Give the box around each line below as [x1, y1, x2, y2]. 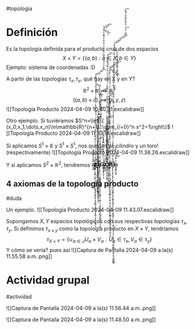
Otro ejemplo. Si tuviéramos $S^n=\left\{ [6, 117, 105, 124]
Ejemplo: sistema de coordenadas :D [6, 63, 96, 70]
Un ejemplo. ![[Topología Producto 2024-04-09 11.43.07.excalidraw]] [6, 206, 174, 213]
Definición [6, 26, 58, 39]
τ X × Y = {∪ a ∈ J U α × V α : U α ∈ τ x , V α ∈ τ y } [46, 236, 152, 244]
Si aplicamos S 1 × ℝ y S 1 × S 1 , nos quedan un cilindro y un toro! [6, 141, 159, 150]
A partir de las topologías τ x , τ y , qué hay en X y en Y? [6, 75, 135, 83]
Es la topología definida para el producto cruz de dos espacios [6, 45, 158, 52]
